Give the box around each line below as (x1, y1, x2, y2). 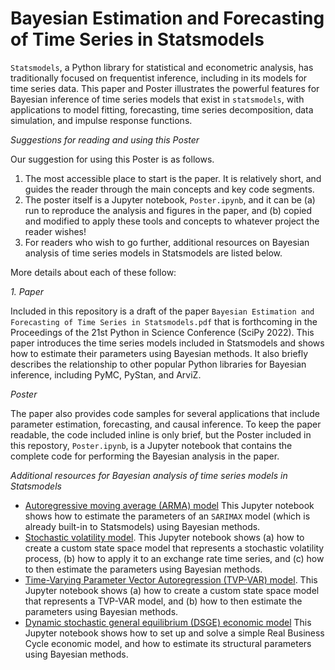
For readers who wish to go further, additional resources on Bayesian (24, 236, 310, 248)
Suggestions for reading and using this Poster (10, 133, 200, 146)
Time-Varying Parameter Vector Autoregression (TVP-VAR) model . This (24, 573, 318, 586)
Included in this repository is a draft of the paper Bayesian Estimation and (10, 305, 315, 317)
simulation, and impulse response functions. (10, 114, 193, 126)
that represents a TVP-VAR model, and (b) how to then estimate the (24, 595, 303, 607)
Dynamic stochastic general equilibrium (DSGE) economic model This (24, 616, 312, 628)
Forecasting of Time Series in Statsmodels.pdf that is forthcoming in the (10, 315, 318, 327)
